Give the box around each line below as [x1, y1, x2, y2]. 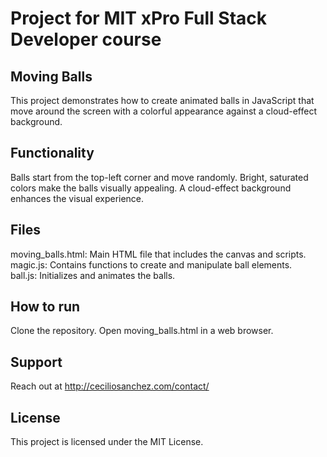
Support [10, 353, 63, 371]
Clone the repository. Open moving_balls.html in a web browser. [10, 325, 274, 337]
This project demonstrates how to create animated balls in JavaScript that [10, 95, 315, 106]
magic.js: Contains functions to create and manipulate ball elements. [10, 258, 293, 271]
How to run [10, 298, 81, 316]
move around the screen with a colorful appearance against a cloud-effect [10, 105, 317, 117]
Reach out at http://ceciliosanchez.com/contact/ [10, 380, 210, 392]
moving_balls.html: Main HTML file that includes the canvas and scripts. [10, 248, 307, 260]
